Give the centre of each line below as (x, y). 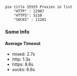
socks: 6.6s (23, 70)
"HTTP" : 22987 (29, 11)
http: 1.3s (21, 59)
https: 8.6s (23, 64)
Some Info (17, 31)
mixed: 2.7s (23, 54)
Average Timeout (23, 43)
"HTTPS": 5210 (28, 15)
